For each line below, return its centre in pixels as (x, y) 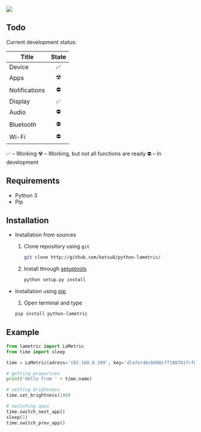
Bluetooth (23, 124)
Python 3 (26, 195)
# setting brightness (33, 390)
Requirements (33, 181)
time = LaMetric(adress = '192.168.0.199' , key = (65, 363)
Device (19, 67)
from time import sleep (36, 352)
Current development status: (41, 42)
